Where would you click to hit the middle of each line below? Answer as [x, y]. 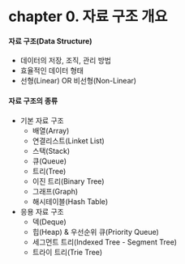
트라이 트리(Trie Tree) [67, 252]
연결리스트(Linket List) [69, 141]
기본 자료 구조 [42, 120]
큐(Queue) [49, 161]
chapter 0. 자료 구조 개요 [88, 17]
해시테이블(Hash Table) [70, 201]
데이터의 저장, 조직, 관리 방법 [66, 61]
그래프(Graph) [55, 191]
